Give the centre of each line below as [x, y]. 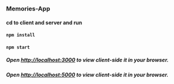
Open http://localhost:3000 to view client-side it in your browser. [87, 60]
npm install [21, 35]
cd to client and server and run [44, 23]
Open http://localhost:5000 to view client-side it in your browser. [87, 75]
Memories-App [28, 9]
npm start [18, 47]
